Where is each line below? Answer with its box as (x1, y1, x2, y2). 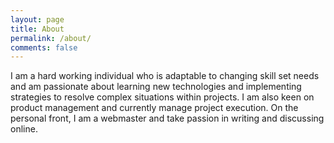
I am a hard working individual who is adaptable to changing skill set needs (10, 70, 320, 82)
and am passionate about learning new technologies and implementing (10, 81, 302, 93)
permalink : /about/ (10, 33, 92, 43)
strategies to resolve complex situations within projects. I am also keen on (10, 91, 315, 103)
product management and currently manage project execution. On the (10, 102, 299, 114)
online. (10, 123, 38, 135)
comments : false (10, 42, 78, 53)
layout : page (10, 14, 65, 25)
